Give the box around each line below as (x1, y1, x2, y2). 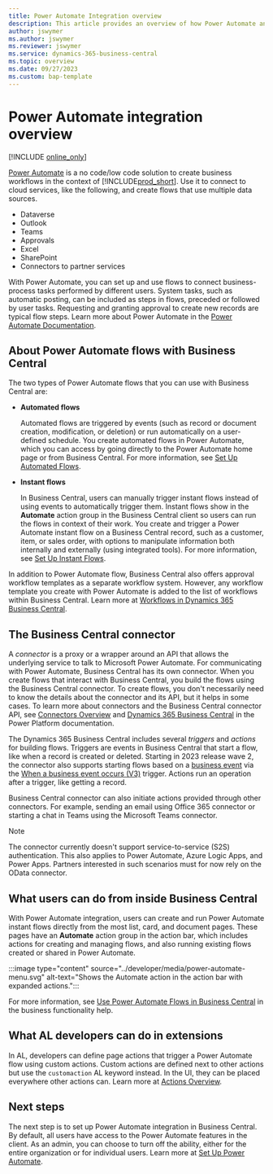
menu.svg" (8, 972, 45, 982)
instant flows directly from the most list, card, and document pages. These (8, 922, 258, 931)
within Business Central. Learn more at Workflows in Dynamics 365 (8, 595, 234, 605)
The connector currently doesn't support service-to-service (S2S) (8, 842, 230, 852)
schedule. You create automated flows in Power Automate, (48, 436, 245, 445)
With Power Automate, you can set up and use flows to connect (8, 277, 222, 287)
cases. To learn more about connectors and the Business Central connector (8, 701, 262, 711)
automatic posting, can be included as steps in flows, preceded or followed (8, 294, 260, 304)
